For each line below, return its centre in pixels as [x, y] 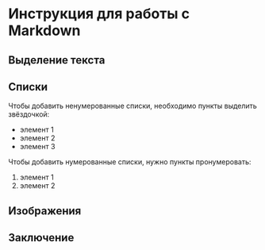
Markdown [44, 31]
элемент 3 [37, 147]
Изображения [45, 211]
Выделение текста [57, 60]
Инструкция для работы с [99, 14]
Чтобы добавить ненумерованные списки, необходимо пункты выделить [133, 106]
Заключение [41, 238]
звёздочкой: [29, 114]
